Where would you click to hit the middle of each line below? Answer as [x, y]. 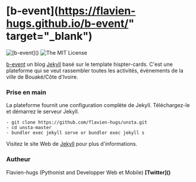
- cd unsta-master [29, 128]
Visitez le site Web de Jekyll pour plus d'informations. [72, 144]
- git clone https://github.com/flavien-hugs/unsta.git [77, 123]
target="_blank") [49, 36]
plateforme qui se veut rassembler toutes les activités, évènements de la [95, 70]
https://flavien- [97, 11]
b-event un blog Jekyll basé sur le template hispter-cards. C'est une [90, 64]
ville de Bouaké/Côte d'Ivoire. [42, 77]
